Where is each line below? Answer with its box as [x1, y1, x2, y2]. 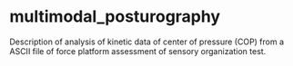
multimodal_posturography [9, 6, 221, 27]
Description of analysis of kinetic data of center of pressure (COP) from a [9, 36, 285, 47]
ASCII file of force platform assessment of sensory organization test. [9, 45, 267, 56]
